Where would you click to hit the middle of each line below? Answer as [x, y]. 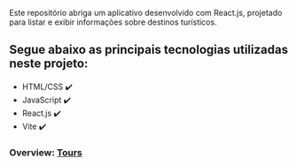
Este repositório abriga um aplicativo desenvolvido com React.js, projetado [146, 13]
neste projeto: [49, 64]
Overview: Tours [46, 153]
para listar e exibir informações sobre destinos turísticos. [113, 22]
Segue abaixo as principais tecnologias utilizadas [148, 50]
